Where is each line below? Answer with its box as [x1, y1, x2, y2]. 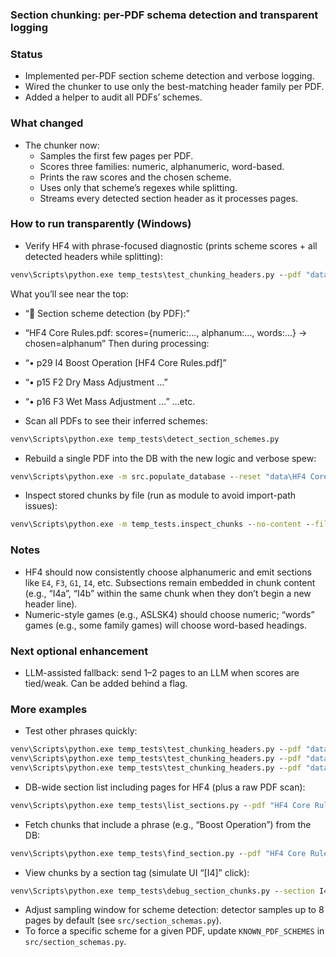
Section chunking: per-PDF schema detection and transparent [10, 8, 319, 22]
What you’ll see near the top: [10, 288, 129, 300]
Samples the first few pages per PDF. [39, 149, 194, 162]
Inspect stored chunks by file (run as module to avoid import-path [24, 489, 297, 502]
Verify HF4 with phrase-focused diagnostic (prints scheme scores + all [24, 239, 318, 252]
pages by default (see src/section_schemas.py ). [24, 914, 222, 927]
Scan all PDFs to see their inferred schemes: [24, 414, 208, 427]
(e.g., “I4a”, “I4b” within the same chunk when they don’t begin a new [24, 587, 312, 599]
